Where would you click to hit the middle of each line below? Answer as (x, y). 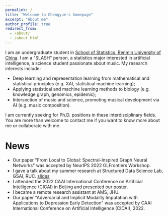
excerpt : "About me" (27, 19)
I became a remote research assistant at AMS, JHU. (66, 192)
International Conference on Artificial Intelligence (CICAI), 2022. (79, 208)
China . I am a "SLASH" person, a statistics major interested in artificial (78, 58)
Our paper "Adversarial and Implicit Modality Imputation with (75, 197)
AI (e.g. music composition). (42, 105)
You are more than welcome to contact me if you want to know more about (82, 120)
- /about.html (24, 38)
